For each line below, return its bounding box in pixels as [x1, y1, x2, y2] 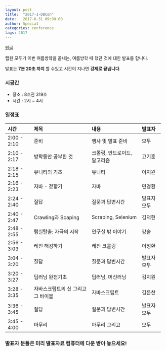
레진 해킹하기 [34, 242, 63, 249]
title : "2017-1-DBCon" [5, 12, 54, 17]
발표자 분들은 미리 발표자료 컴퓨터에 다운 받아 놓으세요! [5, 340, 127, 347]
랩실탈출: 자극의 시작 [34, 228, 79, 235]
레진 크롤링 [91, 242, 116, 249]
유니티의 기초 [34, 168, 63, 175]
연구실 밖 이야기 [91, 228, 126, 235]
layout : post [5, 7, 32, 12]
